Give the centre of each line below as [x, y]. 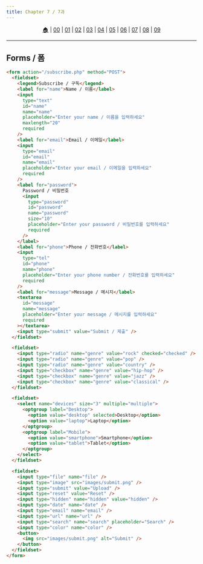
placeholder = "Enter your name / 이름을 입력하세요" [83, 118]
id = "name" [34, 106]
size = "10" [40, 219]
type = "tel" [36, 258]
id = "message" [39, 304]
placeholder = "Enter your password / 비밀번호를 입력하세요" [99, 225]
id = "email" [36, 157]
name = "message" [41, 309]
